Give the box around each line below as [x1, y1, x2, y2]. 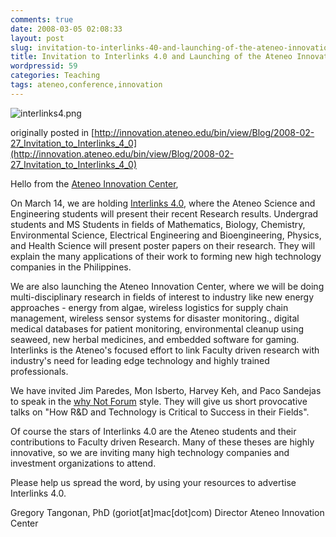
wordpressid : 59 [10, 61, 78, 71]
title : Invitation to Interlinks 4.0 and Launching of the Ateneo [10, 52, 293, 62]
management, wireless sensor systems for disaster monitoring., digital [10, 312, 300, 324]
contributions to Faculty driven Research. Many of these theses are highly [10, 436, 315, 448]
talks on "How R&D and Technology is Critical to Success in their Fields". [10, 406, 310, 418]
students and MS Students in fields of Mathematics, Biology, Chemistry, [10, 218, 306, 230]
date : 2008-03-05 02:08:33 [10, 24, 123, 34]
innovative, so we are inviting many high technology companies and [10, 446, 290, 458]
